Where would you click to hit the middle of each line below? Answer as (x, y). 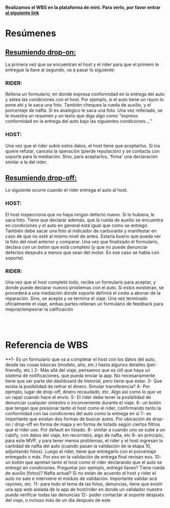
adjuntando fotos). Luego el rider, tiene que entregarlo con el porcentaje (81, 451)
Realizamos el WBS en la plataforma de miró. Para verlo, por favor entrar (83, 7)
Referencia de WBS (47, 345)
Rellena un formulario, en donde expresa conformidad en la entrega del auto (85, 94)
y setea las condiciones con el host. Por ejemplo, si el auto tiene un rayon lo (84, 99)
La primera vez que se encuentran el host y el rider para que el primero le (82, 64)
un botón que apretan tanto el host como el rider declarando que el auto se (84, 462)
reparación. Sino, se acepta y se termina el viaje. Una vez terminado (77, 298)
